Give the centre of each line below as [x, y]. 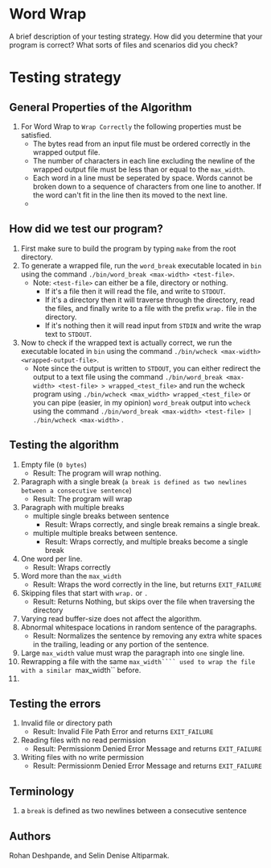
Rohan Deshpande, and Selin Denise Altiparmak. [89, 856]
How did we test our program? [86, 229]
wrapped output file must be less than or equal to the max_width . [139, 169]
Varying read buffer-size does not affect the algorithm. [111, 618]
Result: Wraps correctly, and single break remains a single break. [152, 524]
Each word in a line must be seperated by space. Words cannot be [143, 177]
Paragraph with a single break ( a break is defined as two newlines [134, 481]
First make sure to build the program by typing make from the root [128, 248]
